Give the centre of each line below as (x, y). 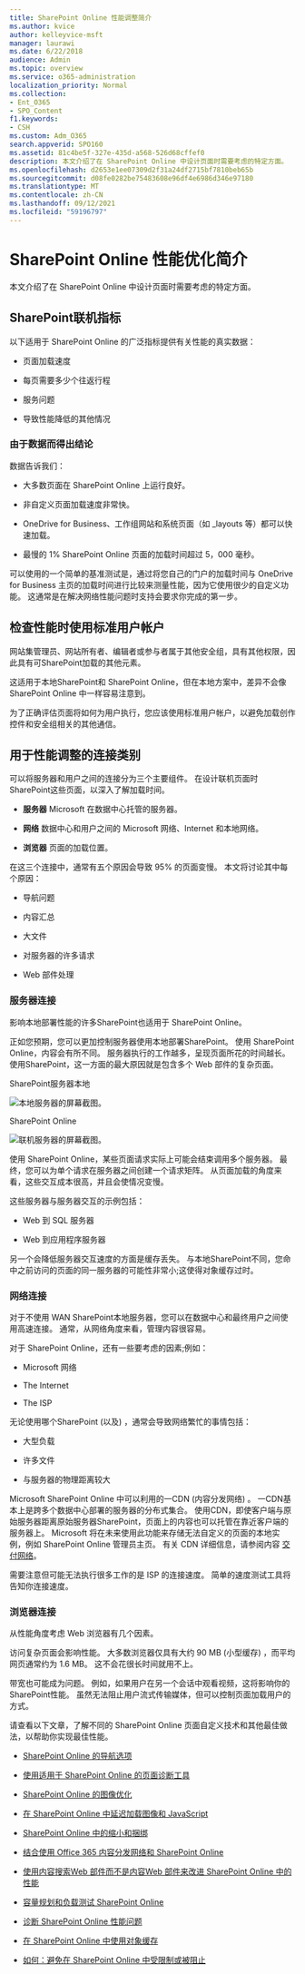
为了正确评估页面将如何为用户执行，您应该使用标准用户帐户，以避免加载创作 (152, 712)
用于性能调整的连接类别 (75, 755)
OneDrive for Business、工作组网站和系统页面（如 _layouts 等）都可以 (153, 524)
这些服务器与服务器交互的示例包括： (77, 1201)
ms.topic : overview (46, 69)
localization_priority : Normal (69, 85)
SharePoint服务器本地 (50, 1083)
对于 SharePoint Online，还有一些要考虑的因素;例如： (109, 1348)
